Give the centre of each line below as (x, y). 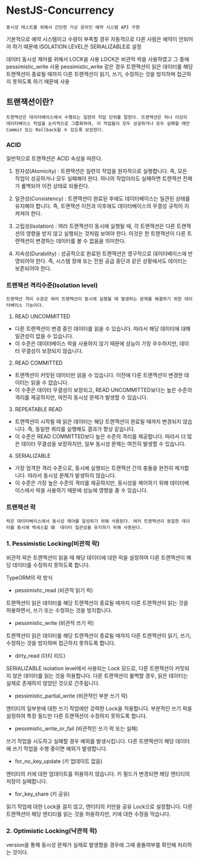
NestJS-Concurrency (60, 10)
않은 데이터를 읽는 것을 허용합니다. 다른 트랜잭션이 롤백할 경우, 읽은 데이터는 (100, 675)
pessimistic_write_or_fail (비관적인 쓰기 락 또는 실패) (76, 728)
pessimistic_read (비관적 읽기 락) (54, 590)
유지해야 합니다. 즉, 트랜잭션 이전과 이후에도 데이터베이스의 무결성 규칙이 (99, 206)
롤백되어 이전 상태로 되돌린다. (55, 186)
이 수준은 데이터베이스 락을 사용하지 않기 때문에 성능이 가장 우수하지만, (96, 344)
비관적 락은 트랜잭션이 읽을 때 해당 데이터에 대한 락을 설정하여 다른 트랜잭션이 (96, 557)
